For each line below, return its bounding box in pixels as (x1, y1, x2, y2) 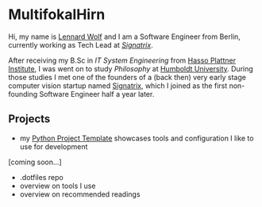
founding (8, 89, 38, 98)
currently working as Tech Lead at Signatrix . (8, 40, 153, 49)
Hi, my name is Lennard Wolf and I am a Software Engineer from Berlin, (8, 32, 241, 41)
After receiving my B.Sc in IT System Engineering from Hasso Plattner (8, 56, 237, 65)
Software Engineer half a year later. (39, 89, 155, 98)
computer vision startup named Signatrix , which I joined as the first (8, 81, 228, 90)
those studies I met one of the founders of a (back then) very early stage (8, 72, 246, 82)
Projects (8, 113, 51, 126)
